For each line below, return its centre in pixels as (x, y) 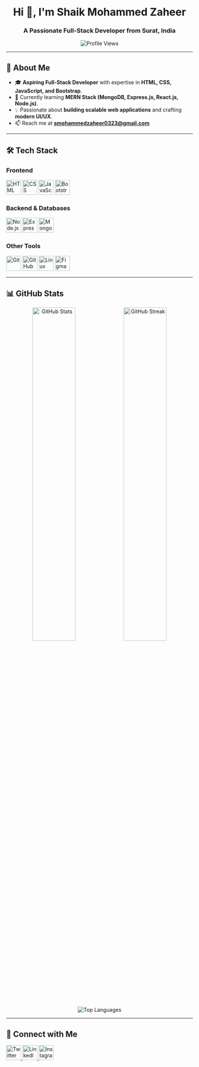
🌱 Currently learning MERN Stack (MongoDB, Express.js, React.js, (97, 97)
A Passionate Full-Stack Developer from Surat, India (99, 31)
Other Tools (23, 246)
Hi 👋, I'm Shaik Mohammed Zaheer (99, 12)
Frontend (20, 170)
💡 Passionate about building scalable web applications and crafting (98, 110)
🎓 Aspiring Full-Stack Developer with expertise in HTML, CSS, (93, 82)
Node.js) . (26, 104)
